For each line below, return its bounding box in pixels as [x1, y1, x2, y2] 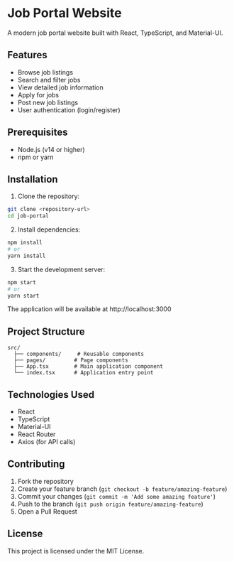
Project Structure [7, 325, 85, 337]
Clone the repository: [17, 192, 80, 200]
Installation [7, 173, 58, 185]
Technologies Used [7, 389, 94, 401]
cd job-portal [7, 212, 50, 220]
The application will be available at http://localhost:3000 [7, 305, 172, 313]
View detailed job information [17, 83, 104, 92]
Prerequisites [7, 126, 68, 139]
